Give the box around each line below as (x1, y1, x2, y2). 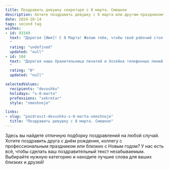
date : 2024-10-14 (5, 17, 42, 22)
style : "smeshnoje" (10, 100, 51, 105)
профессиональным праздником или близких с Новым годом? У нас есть (5, 143, 164, 149)
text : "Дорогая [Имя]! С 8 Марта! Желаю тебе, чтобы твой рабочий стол (10, 36, 163, 41)
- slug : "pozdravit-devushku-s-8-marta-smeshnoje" (5, 114, 114, 119)
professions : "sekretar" (10, 96, 62, 101)
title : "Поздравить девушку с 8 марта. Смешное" (10, 119, 114, 124)
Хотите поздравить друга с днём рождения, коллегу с (5, 137, 122, 143)
